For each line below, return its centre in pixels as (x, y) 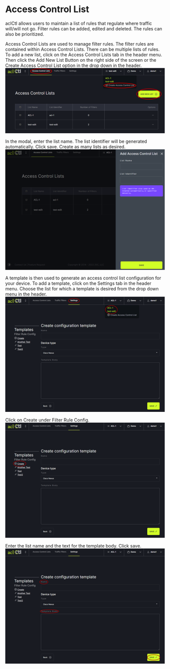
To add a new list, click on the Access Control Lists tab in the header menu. (84, 55)
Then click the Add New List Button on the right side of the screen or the (81, 60)
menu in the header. (26, 294)
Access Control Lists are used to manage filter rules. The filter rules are (80, 44)
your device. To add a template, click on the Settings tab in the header (78, 283)
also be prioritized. (25, 34)
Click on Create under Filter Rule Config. (47, 420)
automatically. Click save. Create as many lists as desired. (66, 147)
